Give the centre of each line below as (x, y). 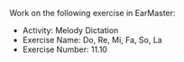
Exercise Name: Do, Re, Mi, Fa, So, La (92, 40)
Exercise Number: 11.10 (65, 49)
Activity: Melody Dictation (70, 30)
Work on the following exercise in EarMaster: (92, 13)
